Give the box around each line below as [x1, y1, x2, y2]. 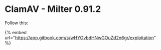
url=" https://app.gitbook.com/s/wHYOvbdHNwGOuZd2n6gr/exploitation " [5, 35, 156, 41]
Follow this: [5, 20, 29, 26]
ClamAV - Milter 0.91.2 [5, 3, 101, 15]
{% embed [5, 29, 27, 35]
